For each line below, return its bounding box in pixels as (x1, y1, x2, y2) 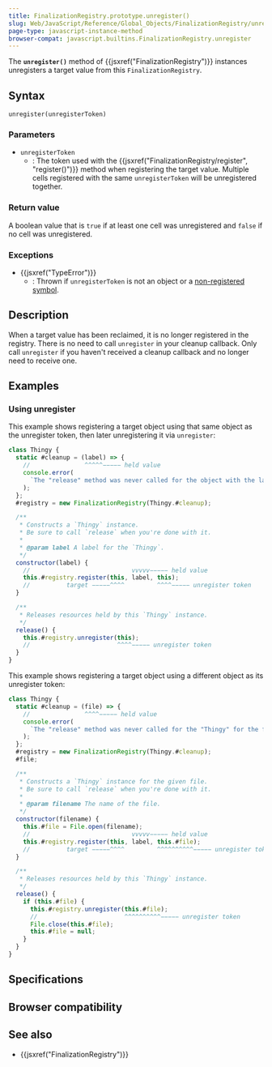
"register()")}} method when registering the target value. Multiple (32, 164, 249, 174)
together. (32, 181, 63, 191)
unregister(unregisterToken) (8, 110, 107, 118)
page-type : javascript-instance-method (8, 27, 143, 35)
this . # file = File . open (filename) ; (23, 823, 143, 831)
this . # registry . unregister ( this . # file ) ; (29, 905, 168, 913)
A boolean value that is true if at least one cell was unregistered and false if (8, 220, 263, 230)
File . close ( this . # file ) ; (29, 920, 114, 928)
